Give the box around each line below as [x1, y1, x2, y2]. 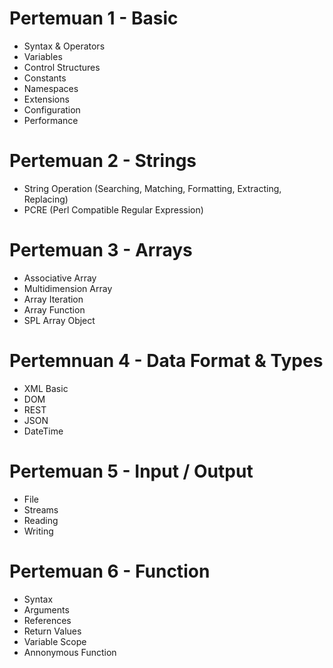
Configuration [23, 103, 81, 116]
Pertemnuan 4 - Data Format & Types [9, 350, 324, 372]
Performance [23, 114, 79, 126]
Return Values [23, 625, 82, 637]
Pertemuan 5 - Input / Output [9, 460, 254, 482]
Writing [23, 525, 54, 537]
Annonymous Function [23, 646, 117, 658]
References [23, 614, 72, 626]
